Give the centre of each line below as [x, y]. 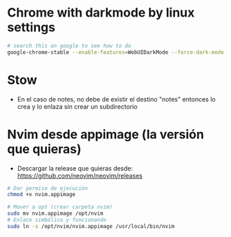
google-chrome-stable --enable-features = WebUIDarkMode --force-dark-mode [116, 52]
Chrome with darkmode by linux [101, 13]
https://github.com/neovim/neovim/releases [80, 176]
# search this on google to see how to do [69, 46]
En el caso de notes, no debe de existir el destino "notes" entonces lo [116, 99]
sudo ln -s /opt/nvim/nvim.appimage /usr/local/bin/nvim [91, 226]
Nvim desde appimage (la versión [105, 134]
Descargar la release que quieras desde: [75, 168]
